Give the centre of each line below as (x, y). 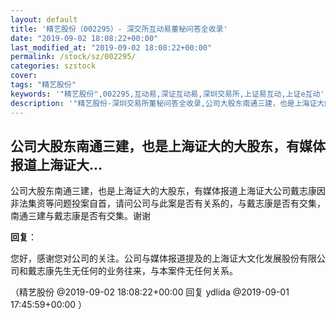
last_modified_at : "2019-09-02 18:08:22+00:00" (111, 47)
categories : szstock (53, 66)
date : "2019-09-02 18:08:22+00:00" (84, 38)
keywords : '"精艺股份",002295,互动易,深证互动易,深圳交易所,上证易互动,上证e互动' (167, 94)
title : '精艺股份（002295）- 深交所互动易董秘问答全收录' (119, 29)
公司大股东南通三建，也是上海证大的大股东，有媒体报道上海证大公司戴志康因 (168, 191)
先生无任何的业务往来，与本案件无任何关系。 (145, 271)
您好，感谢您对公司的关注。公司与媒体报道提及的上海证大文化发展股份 (155, 258)
